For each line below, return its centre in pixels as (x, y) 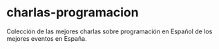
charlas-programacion (73, 13)
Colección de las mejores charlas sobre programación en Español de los (109, 31)
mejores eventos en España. (47, 38)
